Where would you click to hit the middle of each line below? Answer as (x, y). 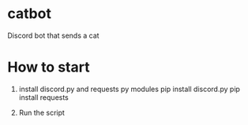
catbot (30, 14)
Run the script (41, 112)
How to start (49, 67)
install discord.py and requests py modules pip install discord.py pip (129, 89)
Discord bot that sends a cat (53, 35)
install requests (43, 97)
